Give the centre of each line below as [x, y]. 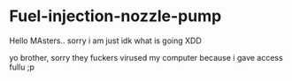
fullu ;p [22, 67]
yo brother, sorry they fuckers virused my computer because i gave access [146, 57]
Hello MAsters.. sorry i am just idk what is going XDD [105, 40]
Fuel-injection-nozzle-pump [115, 16]
